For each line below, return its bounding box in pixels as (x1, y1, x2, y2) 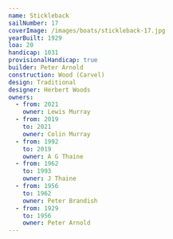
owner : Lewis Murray (22, 108, 91, 116)
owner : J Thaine (22, 174, 77, 183)
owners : (8, 93, 34, 101)
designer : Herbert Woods (8, 85, 91, 94)
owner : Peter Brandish (22, 197, 98, 205)
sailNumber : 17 (8, 19, 59, 27)
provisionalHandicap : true (8, 57, 98, 65)
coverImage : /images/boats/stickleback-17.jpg (8, 26, 166, 34)
